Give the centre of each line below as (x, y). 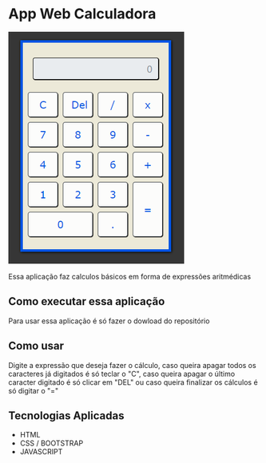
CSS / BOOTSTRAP (52, 443)
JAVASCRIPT (41, 452)
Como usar (36, 346)
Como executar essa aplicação (87, 301)
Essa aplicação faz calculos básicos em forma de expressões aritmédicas (130, 276)
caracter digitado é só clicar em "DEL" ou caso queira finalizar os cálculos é (133, 382)
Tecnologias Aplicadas (66, 416)
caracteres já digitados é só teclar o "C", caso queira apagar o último (122, 374)
